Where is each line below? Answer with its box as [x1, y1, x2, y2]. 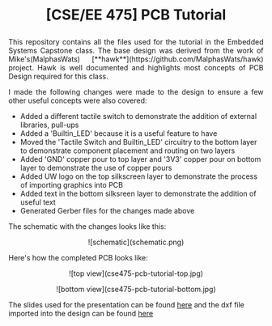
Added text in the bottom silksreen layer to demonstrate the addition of [19, 188, 257, 199]
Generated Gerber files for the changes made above [19, 206, 195, 216]
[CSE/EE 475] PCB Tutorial [45, 6, 227, 24]
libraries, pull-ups [19, 120, 79, 130]
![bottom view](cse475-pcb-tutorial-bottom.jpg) [56, 285, 216, 294]
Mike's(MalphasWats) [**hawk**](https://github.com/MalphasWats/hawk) [8, 54, 264, 64]
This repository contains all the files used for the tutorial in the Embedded [8, 37, 264, 47]
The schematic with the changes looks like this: [8, 222, 167, 231]
